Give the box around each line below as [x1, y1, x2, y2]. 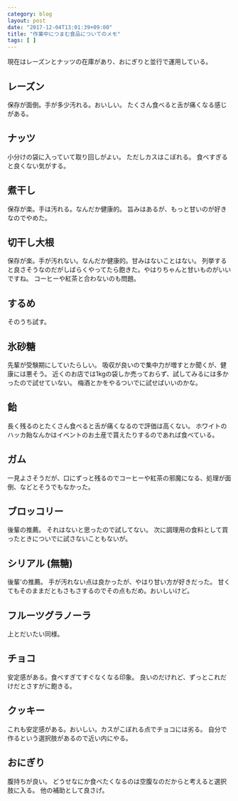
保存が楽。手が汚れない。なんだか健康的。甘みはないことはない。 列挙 [7, 257, 215, 265]
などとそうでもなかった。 [19, 482, 94, 491]
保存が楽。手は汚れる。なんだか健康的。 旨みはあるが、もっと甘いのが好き [7, 205, 227, 213]
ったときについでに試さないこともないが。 [7, 534, 132, 543]
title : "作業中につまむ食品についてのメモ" [7, 30, 121, 38]
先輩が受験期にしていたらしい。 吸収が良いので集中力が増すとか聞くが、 [7, 361, 221, 369]
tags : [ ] [7, 37, 37, 44]
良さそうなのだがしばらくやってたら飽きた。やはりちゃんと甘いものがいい [13, 265, 232, 274]
